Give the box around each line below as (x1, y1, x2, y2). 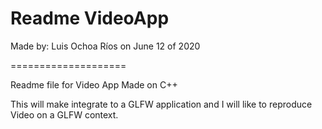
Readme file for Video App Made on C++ (10, 78, 178, 91)
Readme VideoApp (10, 7, 170, 30)
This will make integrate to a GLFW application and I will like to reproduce (10, 98, 313, 110)
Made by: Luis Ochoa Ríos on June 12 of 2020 (10, 40, 201, 52)
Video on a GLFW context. (10, 108, 119, 121)
